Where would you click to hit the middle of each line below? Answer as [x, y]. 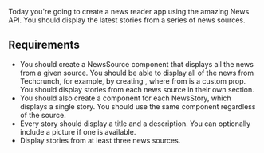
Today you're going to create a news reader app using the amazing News [129, 12]
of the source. [43, 115]
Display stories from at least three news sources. [100, 140]
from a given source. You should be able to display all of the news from [136, 73]
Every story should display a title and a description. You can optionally [135, 124]
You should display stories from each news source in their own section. [137, 89]
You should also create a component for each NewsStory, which [125, 98]
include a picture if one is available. [78, 131]
